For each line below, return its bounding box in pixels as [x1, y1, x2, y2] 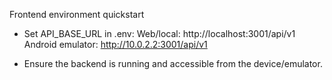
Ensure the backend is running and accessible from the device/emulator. [23, 58, 323, 69]
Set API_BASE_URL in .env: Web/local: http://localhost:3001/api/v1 [23, 28, 296, 39]
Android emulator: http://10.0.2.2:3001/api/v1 [23, 39, 208, 50]
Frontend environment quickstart [9, 9, 145, 20]
